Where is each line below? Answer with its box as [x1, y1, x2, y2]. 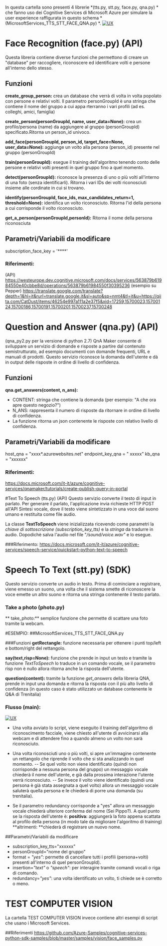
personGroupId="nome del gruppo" [12, 849, 86, 855]
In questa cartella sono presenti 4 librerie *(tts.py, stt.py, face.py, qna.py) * [5, 5, 159, 10]
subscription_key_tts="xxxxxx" [12, 843, 76, 849]
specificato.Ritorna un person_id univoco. [5, 129, 91, 135]
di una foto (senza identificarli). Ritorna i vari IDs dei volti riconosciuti [5, 179, 147, 185]
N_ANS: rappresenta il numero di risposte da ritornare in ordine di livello [12, 407, 160, 413]
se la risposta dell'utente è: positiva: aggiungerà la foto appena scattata [12, 813, 161, 819]
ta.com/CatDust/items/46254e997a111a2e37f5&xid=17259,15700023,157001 [5, 298, 161, 304]
